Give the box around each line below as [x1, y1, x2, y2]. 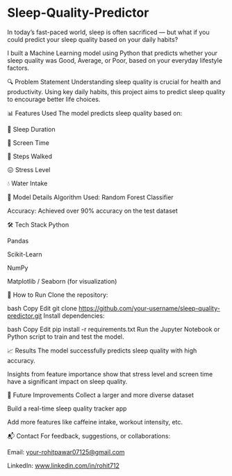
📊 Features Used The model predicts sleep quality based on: [7, 109, 183, 117]
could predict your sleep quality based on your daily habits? [7, 35, 179, 43]
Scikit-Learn [7, 249, 43, 259]
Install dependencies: [43, 312, 105, 320]
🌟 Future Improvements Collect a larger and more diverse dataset [7, 390, 194, 399]
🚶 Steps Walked [7, 152, 53, 160]
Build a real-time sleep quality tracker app [7, 404, 127, 413]
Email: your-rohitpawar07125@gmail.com [7, 447, 125, 456]
